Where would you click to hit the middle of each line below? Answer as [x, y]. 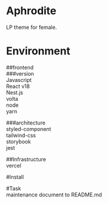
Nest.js [15, 92]
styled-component [29, 129]
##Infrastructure [26, 159]
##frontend [20, 67]
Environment [38, 51]
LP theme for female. [32, 27]
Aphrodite [31, 11]
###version [20, 73]
